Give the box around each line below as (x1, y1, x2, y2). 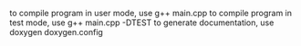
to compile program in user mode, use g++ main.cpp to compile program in (9, 8, 292, 18)
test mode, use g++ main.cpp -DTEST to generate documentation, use (9, 17, 275, 28)
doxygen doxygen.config (9, 27, 103, 37)
